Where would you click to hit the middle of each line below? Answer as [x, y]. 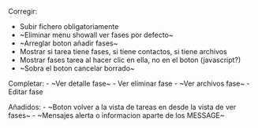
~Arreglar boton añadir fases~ [69, 43]
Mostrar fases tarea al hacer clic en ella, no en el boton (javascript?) [130, 60]
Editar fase [26, 92]
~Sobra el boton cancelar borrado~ [77, 68]
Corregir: [23, 11]
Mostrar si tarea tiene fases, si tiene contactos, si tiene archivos [123, 51]
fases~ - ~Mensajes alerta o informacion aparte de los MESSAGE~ [116, 115]
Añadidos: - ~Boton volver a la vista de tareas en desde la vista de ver [122, 107]
